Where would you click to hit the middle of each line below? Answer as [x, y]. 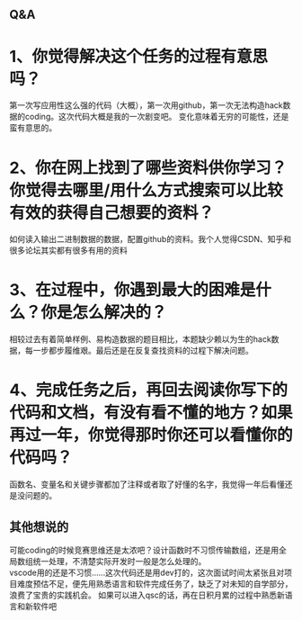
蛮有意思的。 [33, 128]
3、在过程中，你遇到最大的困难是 [133, 290]
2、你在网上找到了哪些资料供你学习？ [148, 168]
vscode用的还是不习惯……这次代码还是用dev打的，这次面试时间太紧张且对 [147, 572]
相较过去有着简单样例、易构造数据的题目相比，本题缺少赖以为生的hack [140, 339]
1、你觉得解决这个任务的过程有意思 [139, 56]
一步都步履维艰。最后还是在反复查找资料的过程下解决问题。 [143, 351]
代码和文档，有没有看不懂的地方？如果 [151, 413]
